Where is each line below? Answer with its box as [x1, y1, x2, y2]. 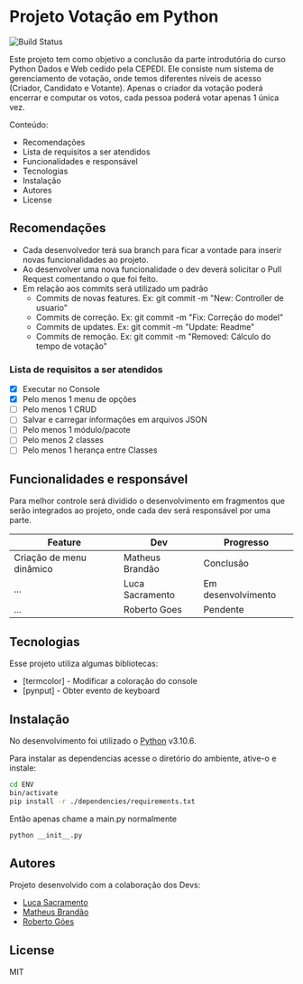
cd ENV [9, 780, 34, 789]
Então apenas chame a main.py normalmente [9, 813, 178, 824]
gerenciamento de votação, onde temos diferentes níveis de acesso [9, 72, 262, 83]
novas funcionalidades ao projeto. [22, 254, 149, 265]
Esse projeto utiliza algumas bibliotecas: [9, 658, 159, 670]
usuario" [35, 302, 68, 313]
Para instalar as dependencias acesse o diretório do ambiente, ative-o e [9, 753, 277, 764]
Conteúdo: [9, 119, 49, 130]
